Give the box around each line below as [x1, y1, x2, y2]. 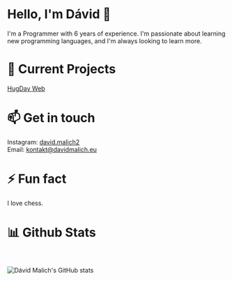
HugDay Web [7, 84, 45, 93]
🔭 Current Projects [7, 61, 116, 77]
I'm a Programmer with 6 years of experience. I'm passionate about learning [7, 29, 226, 38]
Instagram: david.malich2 [7, 137, 80, 146]
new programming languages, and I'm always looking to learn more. [7, 36, 202, 45]
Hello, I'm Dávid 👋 [7, 6, 111, 22]
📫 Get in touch [7, 110, 95, 126]
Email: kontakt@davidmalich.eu [7, 145, 98, 153]
